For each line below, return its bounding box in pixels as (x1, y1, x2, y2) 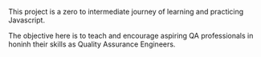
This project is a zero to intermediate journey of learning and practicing (8, 7, 244, 16)
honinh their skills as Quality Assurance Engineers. (8, 39, 176, 49)
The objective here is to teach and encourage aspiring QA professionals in (8, 31, 254, 40)
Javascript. (8, 15, 46, 25)
